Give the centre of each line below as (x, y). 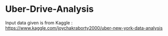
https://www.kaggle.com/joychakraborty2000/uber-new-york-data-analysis (84, 28)
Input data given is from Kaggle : (39, 23)
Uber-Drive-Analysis (50, 9)
